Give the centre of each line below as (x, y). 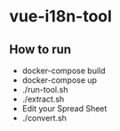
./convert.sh (44, 118)
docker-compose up (60, 80)
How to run (40, 49)
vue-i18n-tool (61, 16)
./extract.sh (43, 99)
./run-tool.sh (45, 90)
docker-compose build (64, 70)
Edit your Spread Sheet (64, 108)
